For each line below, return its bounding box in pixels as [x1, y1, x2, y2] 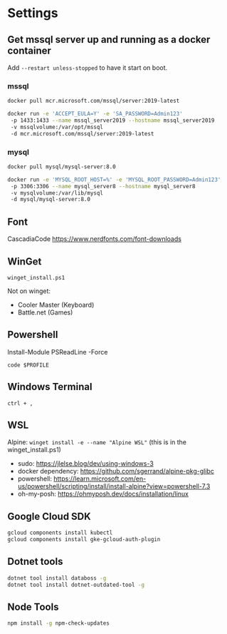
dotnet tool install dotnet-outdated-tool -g [7, 581, 144, 588]
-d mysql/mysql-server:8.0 [10, 196, 91, 203]
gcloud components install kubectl [7, 529, 113, 536]
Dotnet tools [7, 556, 63, 568]
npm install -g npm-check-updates [7, 620, 110, 627]
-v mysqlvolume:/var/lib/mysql [10, 189, 103, 197]
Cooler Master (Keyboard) [17, 300, 95, 309]
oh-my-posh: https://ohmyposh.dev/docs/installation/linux [17, 490, 189, 498]
